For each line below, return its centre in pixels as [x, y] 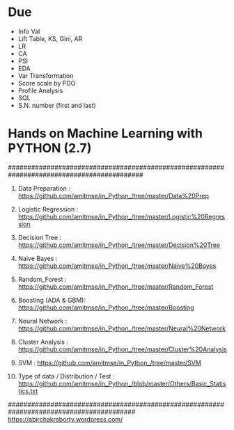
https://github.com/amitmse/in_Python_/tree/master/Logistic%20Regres [122, 216]
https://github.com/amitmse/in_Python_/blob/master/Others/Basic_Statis [122, 383]
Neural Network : [42, 321]
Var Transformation [46, 75]
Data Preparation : [44, 188]
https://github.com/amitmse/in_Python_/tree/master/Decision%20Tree [119, 245]
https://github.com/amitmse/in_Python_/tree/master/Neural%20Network [122, 328]
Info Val [29, 31]
